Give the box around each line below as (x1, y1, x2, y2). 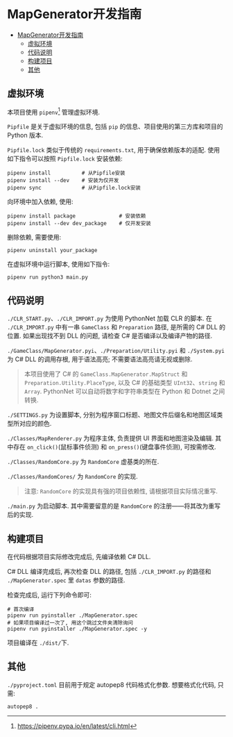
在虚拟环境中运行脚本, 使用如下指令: (7, 260, 110, 268)
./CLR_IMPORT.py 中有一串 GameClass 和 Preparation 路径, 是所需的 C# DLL (7, 323, 218, 331)
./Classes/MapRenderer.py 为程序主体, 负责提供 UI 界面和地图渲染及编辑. (7, 434, 214, 442)
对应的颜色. (19, 420, 52, 428)
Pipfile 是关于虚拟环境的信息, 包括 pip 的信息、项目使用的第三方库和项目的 (7, 122, 223, 131)
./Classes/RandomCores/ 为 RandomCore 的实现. (7, 472, 138, 481)
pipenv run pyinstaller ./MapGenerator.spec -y (7, 626, 148, 633)
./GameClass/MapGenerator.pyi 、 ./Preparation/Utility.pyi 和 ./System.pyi (7, 347, 225, 355)
